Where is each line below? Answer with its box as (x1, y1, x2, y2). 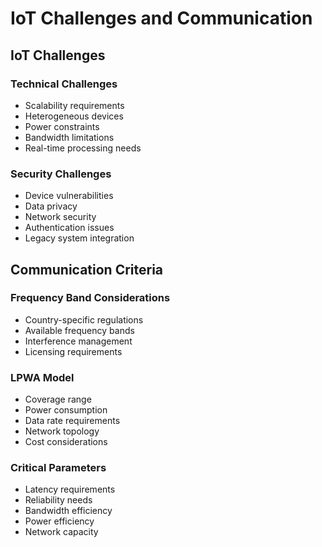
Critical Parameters (10, 461, 107, 475)
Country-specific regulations (24, 313, 144, 326)
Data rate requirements (24, 415, 121, 427)
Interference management (24, 335, 133, 347)
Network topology (24, 425, 100, 437)
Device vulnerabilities (24, 190, 114, 202)
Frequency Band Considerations (10, 291, 171, 305)
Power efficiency (24, 515, 95, 527)
